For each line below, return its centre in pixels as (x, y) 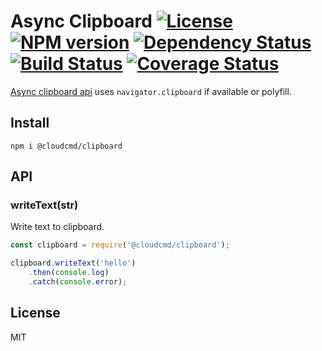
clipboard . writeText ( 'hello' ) (73, 263)
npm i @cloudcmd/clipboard (66, 146)
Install (30, 123)
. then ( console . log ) (69, 273)
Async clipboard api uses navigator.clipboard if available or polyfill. (151, 91)
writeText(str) (44, 205)
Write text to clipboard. (57, 227)
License (35, 313)
